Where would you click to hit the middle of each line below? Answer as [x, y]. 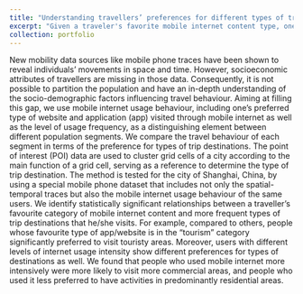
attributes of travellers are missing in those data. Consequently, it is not [142, 79]
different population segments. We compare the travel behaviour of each [144, 137]
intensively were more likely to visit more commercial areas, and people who [151, 271]
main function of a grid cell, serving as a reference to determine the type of [149, 165]
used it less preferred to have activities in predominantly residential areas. [147, 280]
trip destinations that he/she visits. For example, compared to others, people [151, 223]
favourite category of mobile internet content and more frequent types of [145, 214]
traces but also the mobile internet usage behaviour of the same [163, 194]
